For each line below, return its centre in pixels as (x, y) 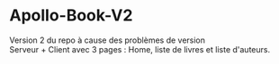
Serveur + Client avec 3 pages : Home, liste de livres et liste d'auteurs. (140, 49)
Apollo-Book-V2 (71, 16)
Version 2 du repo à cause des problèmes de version (107, 40)
